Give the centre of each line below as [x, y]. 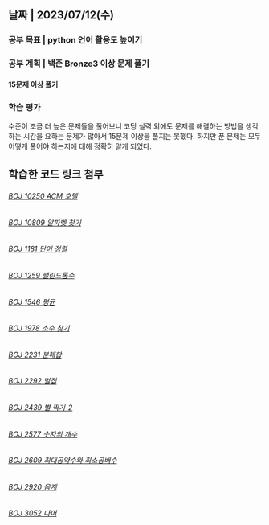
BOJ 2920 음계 [33, 486]
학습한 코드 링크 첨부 [56, 174]
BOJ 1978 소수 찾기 [39, 328]
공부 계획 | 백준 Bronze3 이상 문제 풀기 [79, 64]
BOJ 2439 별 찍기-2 [41, 407]
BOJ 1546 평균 [32, 301]
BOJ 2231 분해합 [35, 355]
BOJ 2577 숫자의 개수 [43, 434]
